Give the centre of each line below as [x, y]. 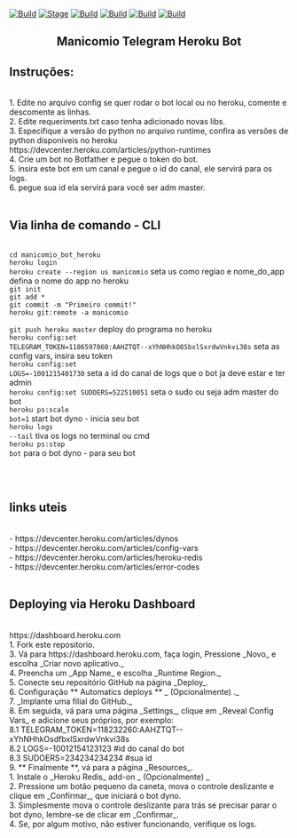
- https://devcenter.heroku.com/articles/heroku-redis [106, 557]
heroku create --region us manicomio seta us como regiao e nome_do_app [147, 272]
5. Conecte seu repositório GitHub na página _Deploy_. [109, 682]
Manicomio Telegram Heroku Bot [149, 41]
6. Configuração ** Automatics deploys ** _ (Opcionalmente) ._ [124, 691]
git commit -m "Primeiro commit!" [73, 305]
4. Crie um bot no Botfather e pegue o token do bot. [104, 159]
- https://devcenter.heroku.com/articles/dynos [94, 539]
